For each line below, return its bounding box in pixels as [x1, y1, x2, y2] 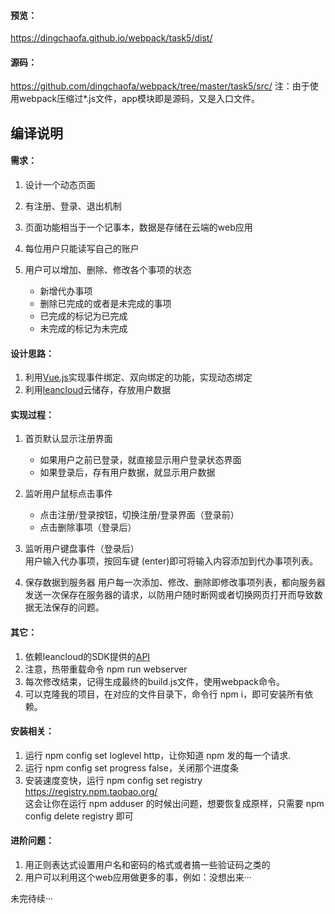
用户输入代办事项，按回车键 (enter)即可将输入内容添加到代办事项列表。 [24, 555, 319, 567]
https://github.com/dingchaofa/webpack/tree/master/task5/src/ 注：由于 [10, 80, 310, 92]
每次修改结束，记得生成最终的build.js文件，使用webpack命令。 [24, 675, 286, 687]
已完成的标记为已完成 [39, 310, 128, 322]
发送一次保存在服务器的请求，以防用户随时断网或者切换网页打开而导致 [24, 589, 315, 601]
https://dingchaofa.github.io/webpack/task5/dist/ [10, 32, 213, 44]
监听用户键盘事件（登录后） [24, 543, 140, 555]
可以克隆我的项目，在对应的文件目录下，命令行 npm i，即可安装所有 [24, 688, 305, 700]
